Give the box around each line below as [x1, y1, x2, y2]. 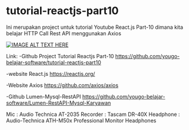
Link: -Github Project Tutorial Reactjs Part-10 [6, 52, 114, 59]
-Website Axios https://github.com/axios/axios [6, 81, 119, 89]
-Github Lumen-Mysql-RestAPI [6, 93, 81, 100]
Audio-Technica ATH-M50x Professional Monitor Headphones [6, 116, 157, 124]
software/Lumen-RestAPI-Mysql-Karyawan [6, 99, 111, 106]
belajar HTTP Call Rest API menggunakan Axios [6, 29, 122, 36]
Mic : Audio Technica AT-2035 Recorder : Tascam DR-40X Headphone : [6, 111, 180, 118]
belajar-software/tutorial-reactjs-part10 [6, 59, 101, 66]
